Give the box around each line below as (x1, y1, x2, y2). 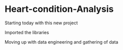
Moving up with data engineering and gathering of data (4, 39, 118, 45)
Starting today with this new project (4, 20, 78, 26)
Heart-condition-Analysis (4, 3, 114, 15)
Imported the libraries (4, 29, 49, 35)
